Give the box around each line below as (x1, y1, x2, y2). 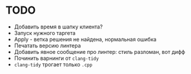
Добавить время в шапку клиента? (14, 23, 103, 30)
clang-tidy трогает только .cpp (14, 60, 93, 68)
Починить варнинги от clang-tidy (14, 54, 99, 62)
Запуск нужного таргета (14, 29, 76, 36)
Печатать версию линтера (14, 42, 81, 49)
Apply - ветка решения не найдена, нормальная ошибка (14, 36, 157, 43)
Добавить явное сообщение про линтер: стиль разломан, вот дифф (14, 48, 186, 55)
